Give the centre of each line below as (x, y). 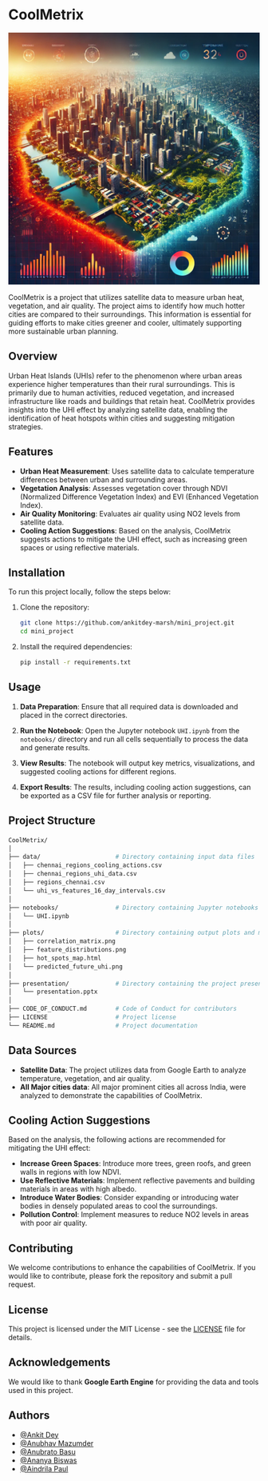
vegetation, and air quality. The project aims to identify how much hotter (127, 305)
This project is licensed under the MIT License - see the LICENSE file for (127, 1329)
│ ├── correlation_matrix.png (62, 941)
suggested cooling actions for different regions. (98, 771)
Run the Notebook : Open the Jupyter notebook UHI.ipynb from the (130, 730)
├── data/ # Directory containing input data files (132, 857)
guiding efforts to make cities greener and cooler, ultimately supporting (125, 322)
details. (20, 1337)
